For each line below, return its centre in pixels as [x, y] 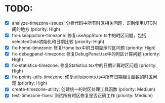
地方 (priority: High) [40, 29]
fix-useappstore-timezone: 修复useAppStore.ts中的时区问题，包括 [79, 35]
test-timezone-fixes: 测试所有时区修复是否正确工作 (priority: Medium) [82, 96]
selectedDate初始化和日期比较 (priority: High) [58, 42]
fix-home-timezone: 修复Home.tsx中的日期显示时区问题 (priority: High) [84, 48]
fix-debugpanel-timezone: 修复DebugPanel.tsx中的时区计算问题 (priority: [86, 54]
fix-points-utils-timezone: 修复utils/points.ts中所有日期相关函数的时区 [82, 77]
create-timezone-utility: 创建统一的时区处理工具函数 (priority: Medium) [83, 89]
